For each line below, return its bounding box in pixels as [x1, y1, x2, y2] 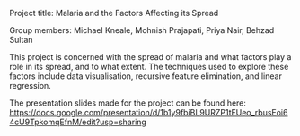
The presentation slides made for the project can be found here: [9, 98, 247, 108]
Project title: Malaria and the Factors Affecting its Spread [9, 8, 219, 18]
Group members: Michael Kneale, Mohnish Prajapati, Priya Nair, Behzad [9, 25, 275, 35]
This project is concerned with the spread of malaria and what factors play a [9, 52, 292, 62]
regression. [9, 81, 51, 90]
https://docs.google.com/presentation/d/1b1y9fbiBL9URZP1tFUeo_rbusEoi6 [9, 107, 288, 117]
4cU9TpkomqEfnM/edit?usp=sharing [9, 116, 146, 127]
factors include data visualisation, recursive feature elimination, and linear [9, 71, 283, 81]
